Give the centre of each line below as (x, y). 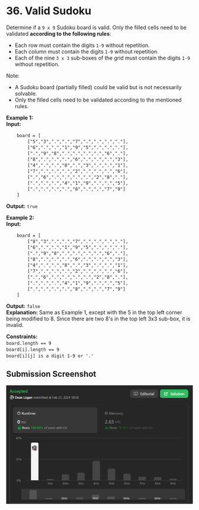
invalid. (15, 325)
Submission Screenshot (51, 374)
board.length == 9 (29, 343)
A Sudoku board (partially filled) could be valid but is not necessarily (98, 87)
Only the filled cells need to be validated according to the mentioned (98, 100)
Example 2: (20, 218)
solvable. (26, 93)
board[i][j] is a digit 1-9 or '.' (50, 356)
